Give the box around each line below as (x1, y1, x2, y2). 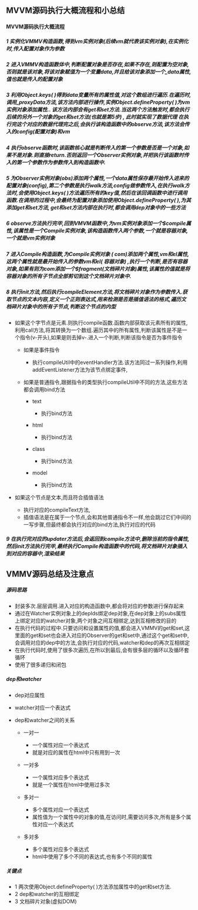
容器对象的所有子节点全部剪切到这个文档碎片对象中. (6, 272, 132, 279)
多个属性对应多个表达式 (32, 845, 89, 852)
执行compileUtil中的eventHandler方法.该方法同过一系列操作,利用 (32, 359, 188, 366)
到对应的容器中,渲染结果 (6, 550, 65, 557)
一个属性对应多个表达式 (32, 774, 89, 781)
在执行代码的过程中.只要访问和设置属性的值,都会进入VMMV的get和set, (14, 624, 185, 631)
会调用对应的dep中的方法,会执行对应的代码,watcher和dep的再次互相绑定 (14, 639, 190, 646)
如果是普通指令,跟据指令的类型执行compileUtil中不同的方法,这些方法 (23, 378, 188, 386)
